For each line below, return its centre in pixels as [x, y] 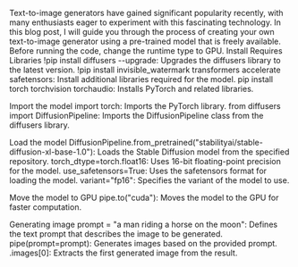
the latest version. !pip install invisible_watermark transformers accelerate [145, 70]
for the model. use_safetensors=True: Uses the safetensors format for [138, 171]
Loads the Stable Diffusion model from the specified [193, 152]
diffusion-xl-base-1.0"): [52, 152]
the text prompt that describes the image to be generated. [116, 234]
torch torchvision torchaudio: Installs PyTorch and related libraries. [132, 89]
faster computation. [46, 207]
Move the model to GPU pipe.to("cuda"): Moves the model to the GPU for [144, 197]
